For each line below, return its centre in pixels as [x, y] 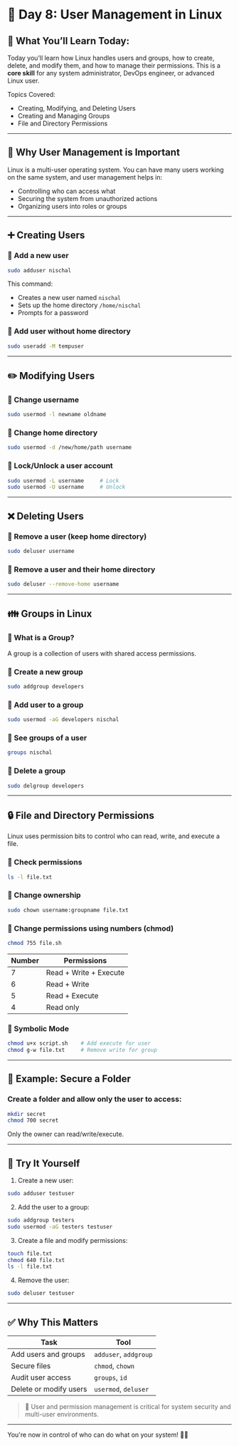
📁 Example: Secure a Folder [69, 1079]
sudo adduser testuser [41, 1194]
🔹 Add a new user [38, 256]
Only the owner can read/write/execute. [66, 1134]
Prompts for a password [53, 313]
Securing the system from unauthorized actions [87, 198]
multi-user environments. [62, 1414]
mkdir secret [27, 1114]
